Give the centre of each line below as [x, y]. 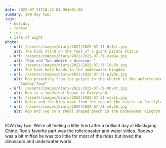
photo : [12, 42]
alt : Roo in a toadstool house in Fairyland [61, 93]
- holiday [20, 24]
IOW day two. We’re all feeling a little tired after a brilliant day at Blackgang [81, 125]
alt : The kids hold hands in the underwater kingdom [69, 70]
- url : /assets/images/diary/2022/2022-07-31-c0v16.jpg [68, 107]
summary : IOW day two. [28, 14]
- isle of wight [26, 38]
